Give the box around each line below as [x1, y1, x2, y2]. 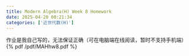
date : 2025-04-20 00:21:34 [6, 14, 72, 20]
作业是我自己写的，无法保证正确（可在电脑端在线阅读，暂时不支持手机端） [6, 37, 187, 44]
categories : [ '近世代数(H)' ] [6, 19, 74, 25]
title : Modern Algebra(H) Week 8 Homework [6, 8, 112, 15]
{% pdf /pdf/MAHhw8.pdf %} [6, 43, 78, 50]
